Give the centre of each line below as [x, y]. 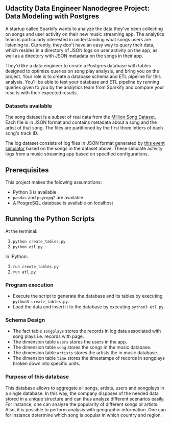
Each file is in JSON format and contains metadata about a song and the [81, 122]
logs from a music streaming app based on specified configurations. [77, 154]
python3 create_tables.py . [41, 301]
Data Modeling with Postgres [52, 17]
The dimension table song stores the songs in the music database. [82, 347]
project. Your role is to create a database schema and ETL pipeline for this [83, 76]
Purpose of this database [37, 377]
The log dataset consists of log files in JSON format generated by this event [85, 143]
